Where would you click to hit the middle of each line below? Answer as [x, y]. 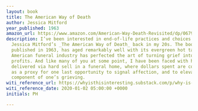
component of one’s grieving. [48, 77]
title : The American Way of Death [49, 17]
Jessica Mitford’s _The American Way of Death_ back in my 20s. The [97, 45]
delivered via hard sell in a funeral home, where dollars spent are [98, 66]
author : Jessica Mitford [37, 22]
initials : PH [22, 94]
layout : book [22, 12]
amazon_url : [21, 34]
